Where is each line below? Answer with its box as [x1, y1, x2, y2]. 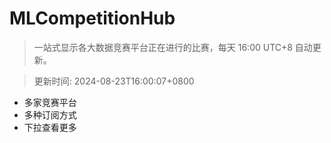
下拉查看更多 [23, 121, 77, 133]
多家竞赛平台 [23, 96, 77, 108]
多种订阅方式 [23, 108, 77, 121]
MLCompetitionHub [9, 7, 176, 30]
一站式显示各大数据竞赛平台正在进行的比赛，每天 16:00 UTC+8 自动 [33, 41, 313, 53]
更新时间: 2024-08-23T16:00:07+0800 [33, 75, 195, 87]
